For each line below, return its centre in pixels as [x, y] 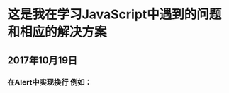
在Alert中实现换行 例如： [50, 82]
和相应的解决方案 [57, 32]
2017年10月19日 [43, 60]
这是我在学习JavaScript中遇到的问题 [114, 14]
